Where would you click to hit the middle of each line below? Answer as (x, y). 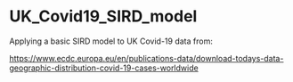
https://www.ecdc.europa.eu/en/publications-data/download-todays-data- (146, 58)
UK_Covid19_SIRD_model (103, 16)
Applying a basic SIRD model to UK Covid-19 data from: (111, 41)
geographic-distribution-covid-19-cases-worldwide (104, 68)
